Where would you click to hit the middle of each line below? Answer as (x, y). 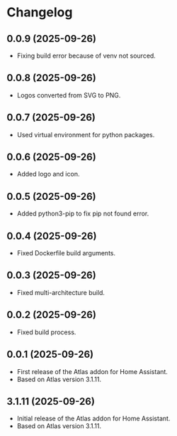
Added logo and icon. (48, 174)
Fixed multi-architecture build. (61, 292)
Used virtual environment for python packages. (86, 134)
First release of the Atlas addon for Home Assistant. (92, 371)
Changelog (40, 12)
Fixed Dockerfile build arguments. (66, 253)
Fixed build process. (46, 332)
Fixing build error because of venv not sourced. (86, 55)
